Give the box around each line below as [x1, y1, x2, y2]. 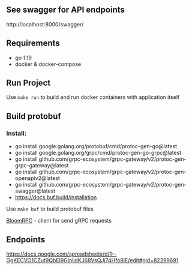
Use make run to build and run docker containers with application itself [6, 94, 180, 101]
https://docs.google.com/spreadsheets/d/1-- [6, 250, 117, 257]
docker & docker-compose [14, 60, 82, 68]
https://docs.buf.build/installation [14, 194, 97, 201]
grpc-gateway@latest [14, 162, 69, 169]
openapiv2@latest [14, 175, 60, 182]
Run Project [6, 78, 51, 88]
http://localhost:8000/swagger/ [6, 20, 84, 28]
